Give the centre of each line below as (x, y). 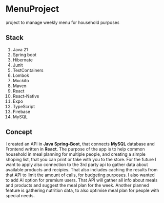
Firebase (21, 111)
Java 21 (20, 49)
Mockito (21, 80)
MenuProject (32, 9)
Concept (19, 132)
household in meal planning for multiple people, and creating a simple (76, 154)
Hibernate (23, 60)
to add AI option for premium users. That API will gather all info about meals (82, 180)
